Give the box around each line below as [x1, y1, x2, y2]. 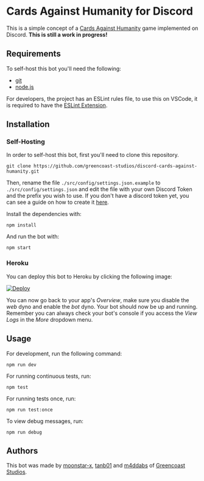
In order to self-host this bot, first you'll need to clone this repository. [6, 151, 180, 159]
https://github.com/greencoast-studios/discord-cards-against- [33, 163, 198, 169]
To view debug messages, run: [6, 417, 83, 425]
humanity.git [6, 168, 40, 175]
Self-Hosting [6, 137, 46, 146]
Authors [6, 446, 38, 456]
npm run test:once [6, 407, 53, 413]
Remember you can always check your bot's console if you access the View [6, 309, 197, 317]
